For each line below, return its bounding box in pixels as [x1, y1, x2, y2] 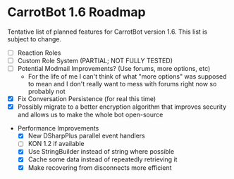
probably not [27, 87, 66, 95]
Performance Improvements [17, 124, 99, 133]
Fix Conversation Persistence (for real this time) [17, 95, 156, 103]
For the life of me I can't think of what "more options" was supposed [27, 72, 227, 81]
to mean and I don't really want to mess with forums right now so [27, 80, 217, 88]
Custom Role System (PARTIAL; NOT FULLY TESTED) [17, 57, 173, 65]
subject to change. [7, 34, 62, 43]
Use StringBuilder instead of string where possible [27, 147, 175, 156]
